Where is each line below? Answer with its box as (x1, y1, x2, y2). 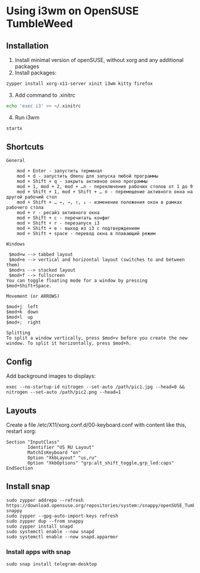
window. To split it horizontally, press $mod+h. (6, 340, 132, 347)
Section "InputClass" (6, 439, 60, 445)
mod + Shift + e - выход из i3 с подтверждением (17, 226, 140, 232)
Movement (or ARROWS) (6, 294, 60, 300)
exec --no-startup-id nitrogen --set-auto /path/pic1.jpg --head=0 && (6, 384, 185, 390)
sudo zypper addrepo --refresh (6, 497, 84, 503)
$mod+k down (6, 309, 39, 315)
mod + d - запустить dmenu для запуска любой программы (17, 173, 159, 180)
